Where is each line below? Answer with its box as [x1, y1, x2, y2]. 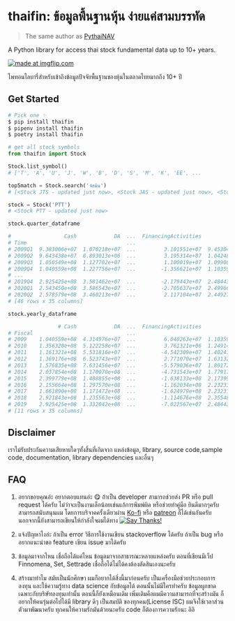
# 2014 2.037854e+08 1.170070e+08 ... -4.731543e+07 [8, 368, 202, 375]
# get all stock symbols [8, 144, 80, 151]
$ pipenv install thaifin [8, 124, 83, 132]
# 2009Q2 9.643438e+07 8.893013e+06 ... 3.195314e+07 [8, 252, 202, 259]
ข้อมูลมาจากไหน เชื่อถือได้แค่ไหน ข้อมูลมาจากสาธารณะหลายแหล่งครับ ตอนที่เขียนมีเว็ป [17, 552, 213, 560]
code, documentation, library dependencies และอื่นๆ [8, 453, 154, 462]
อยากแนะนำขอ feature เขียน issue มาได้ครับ [17, 538, 126, 546]
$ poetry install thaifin [8, 131, 83, 138]
